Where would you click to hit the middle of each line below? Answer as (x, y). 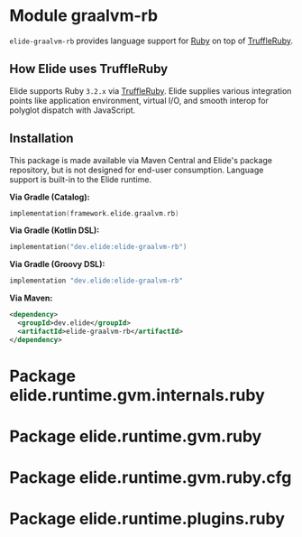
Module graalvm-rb (84, 16)
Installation (41, 139)
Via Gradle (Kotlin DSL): (55, 230)
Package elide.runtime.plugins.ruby (147, 519)
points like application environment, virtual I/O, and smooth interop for (139, 100)
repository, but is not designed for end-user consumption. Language (137, 170)
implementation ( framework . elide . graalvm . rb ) (94, 213)
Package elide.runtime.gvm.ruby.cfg (151, 478)
